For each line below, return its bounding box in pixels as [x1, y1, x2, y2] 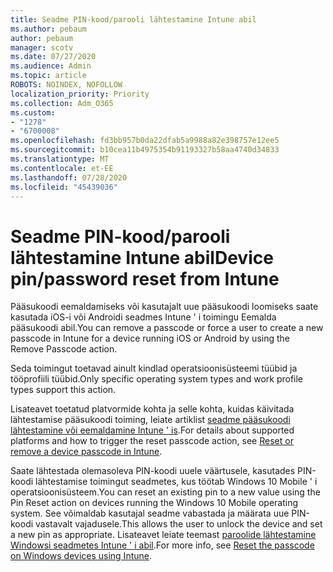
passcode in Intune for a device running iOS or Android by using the [10, 332, 290, 345]
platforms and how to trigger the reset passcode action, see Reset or [10, 435, 294, 447]
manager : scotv [10, 42, 74, 53]
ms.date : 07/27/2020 [10, 52, 97, 62]
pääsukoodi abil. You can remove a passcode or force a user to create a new [10, 322, 324, 334]
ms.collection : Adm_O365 [10, 98, 114, 108]
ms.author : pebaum [10, 24, 87, 34]
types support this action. [10, 384, 117, 396]
